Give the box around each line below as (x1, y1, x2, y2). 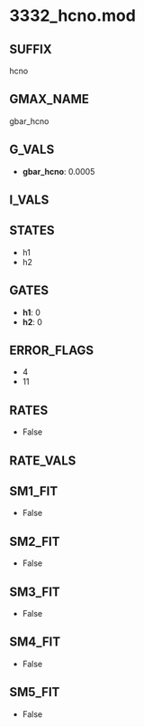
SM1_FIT (9, 483, 58, 499)
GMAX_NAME (9, 91, 90, 107)
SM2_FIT (9, 533, 60, 549)
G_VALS (9, 142, 55, 158)
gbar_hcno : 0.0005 (22, 166, 95, 177)
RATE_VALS (9, 453, 76, 468)
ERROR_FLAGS (9, 343, 94, 359)
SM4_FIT (9, 635, 61, 650)
